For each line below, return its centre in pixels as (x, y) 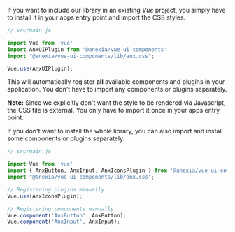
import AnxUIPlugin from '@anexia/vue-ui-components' (87, 49)
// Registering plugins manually (56, 189)
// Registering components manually (60, 209)
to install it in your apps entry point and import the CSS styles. (97, 17)
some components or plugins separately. (66, 138)
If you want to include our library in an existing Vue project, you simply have (116, 10)
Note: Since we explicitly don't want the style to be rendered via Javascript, (116, 103)
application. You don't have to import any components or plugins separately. (117, 89)
